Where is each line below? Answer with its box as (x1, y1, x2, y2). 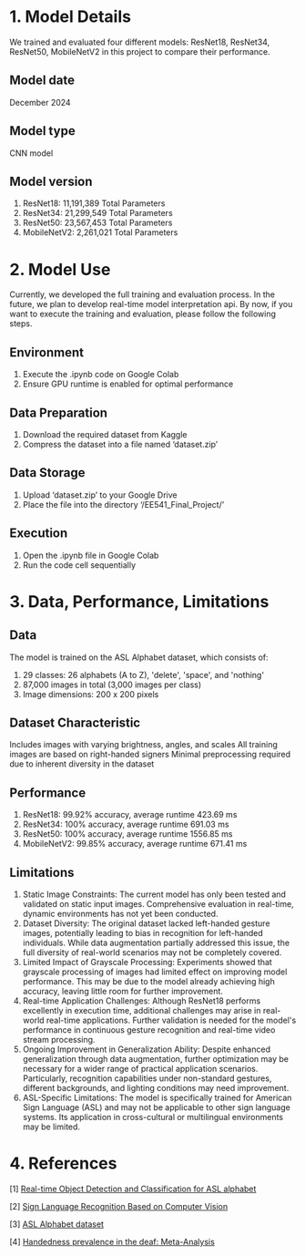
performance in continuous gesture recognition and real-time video (22, 1024, 276, 1035)
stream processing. (22, 1035, 96, 1045)
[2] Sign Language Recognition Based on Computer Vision (9, 1200, 229, 1211)
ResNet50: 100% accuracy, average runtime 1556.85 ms (22, 829, 233, 839)
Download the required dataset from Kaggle (22, 428, 188, 439)
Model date (9, 73, 76, 88)
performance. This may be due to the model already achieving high (22, 976, 275, 986)
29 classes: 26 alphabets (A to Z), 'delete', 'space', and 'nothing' (22, 669, 265, 680)
